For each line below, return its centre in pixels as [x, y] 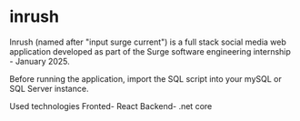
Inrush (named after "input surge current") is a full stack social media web [148, 42]
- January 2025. [40, 61]
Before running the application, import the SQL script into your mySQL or [145, 78]
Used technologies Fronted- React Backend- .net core [111, 106]
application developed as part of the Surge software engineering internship [150, 51]
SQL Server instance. [49, 88]
